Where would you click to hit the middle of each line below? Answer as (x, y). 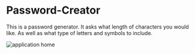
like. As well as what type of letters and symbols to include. (79, 33)
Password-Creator (53, 10)
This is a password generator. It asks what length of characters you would (97, 27)
